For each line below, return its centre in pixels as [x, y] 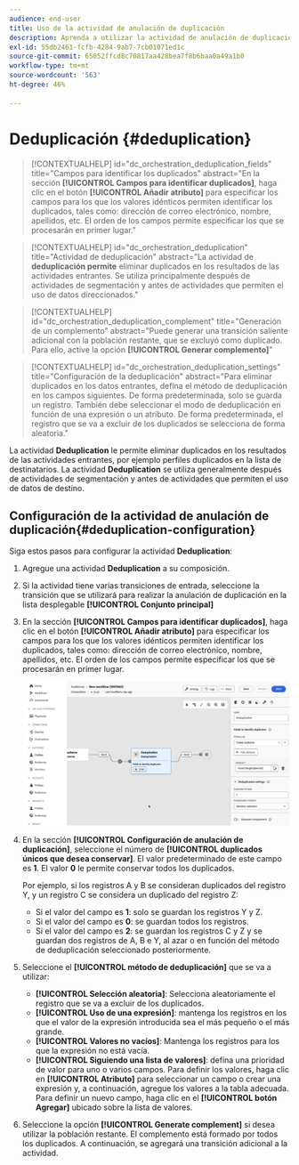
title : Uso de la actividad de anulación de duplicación [117, 28]
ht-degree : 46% [37, 85]
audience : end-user [45, 19]
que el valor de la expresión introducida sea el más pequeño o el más [162, 1022]
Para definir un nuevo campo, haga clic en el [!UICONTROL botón [156, 1097]
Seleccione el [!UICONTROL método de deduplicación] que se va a [146, 967]
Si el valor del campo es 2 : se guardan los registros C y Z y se [149, 931]
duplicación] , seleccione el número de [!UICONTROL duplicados [142, 849]
